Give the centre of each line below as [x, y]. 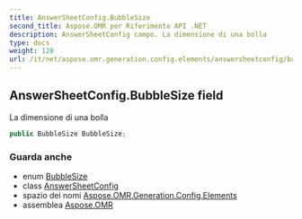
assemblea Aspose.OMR [68, 205]
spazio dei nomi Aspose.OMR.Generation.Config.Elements [130, 195]
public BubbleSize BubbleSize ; [68, 134]
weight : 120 [31, 51]
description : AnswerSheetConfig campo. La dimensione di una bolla [138, 34]
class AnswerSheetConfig [70, 186]
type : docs [30, 43]
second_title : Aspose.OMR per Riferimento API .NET [108, 26]
